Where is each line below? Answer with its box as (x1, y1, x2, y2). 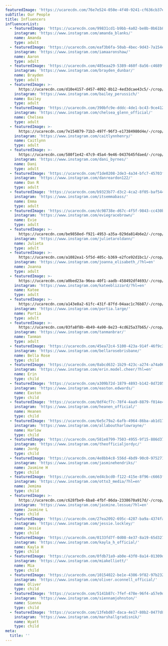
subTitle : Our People (5, 12, 50, 17)
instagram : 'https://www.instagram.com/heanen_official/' (14, 404, 137, 409)
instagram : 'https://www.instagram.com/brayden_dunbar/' (14, 68, 135, 73)
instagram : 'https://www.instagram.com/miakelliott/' (14, 559, 128, 564)
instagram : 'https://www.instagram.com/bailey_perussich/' (14, 91, 140, 96)
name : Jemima (14, 484, 41, 489)
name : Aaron (14, 54, 39, 59)
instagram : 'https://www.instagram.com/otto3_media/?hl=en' (14, 479, 142, 484)
